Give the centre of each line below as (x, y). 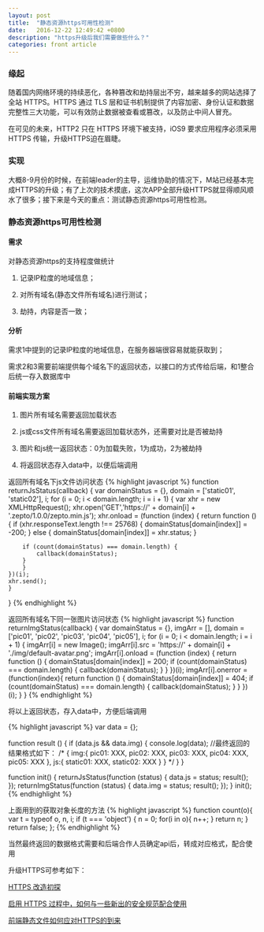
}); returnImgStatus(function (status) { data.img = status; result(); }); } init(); (130, 785)
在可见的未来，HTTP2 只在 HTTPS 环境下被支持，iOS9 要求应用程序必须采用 (132, 129)
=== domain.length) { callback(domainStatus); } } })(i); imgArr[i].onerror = (128, 670)
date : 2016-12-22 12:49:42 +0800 (67, 30)
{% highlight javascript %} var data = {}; (73, 727)
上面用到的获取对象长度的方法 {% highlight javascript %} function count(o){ (131, 810)
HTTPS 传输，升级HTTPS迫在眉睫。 (67, 139)
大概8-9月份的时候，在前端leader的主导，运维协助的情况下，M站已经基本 (127, 180)
